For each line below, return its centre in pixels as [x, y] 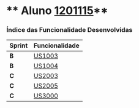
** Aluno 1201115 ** [57, 11]
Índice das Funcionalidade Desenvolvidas [69, 30]
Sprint [19, 45]
